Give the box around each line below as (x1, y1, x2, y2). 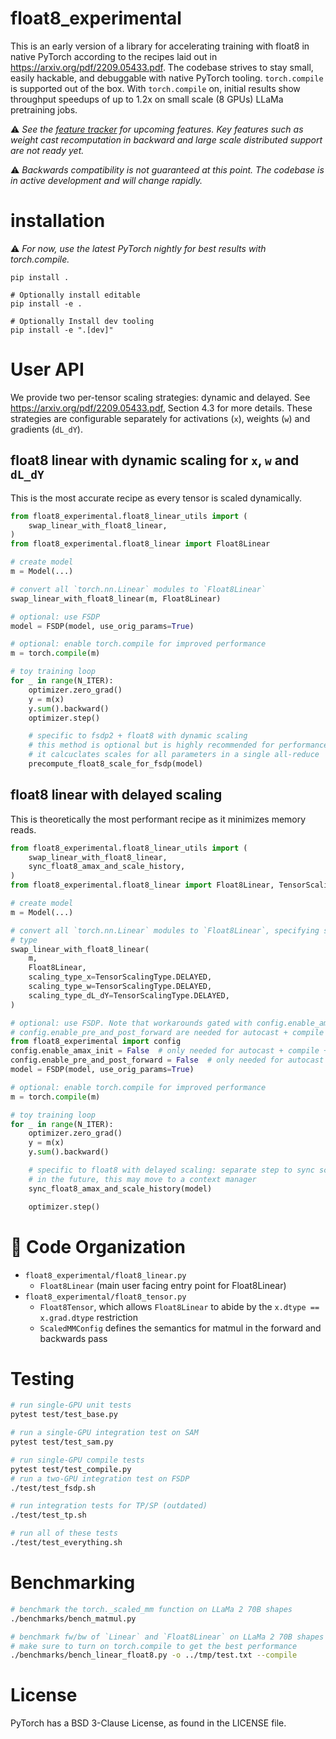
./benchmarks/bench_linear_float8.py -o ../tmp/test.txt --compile (10, 1650, 298, 1661)
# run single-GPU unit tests (10, 1400, 132, 1411)
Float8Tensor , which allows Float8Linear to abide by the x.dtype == (39, 1300, 320, 1312)
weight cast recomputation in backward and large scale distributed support (10, 133, 323, 146)
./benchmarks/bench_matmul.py (10, 1613, 137, 1624)
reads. (10, 823, 37, 836)
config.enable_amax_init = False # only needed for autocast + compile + (10, 1046, 329, 1056)
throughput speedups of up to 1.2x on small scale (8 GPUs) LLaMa (10, 93, 284, 105)
